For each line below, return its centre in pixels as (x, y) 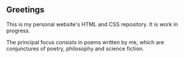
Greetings (25, 10)
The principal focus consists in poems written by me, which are (85, 42)
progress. (18, 30)
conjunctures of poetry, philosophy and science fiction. (75, 48)
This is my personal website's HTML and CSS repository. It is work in (92, 24)
